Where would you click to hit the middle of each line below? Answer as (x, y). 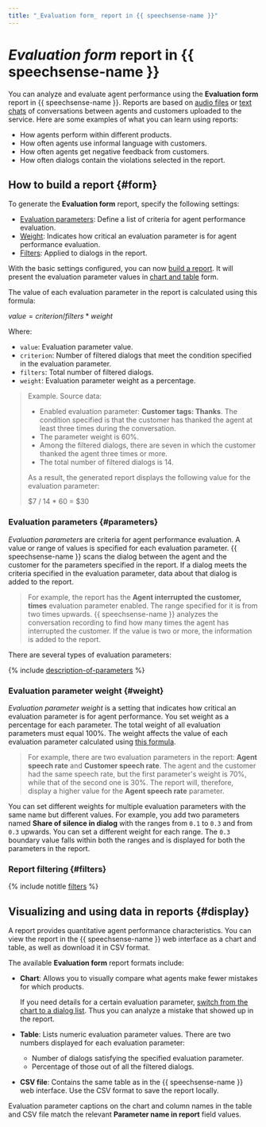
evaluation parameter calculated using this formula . (92, 742)
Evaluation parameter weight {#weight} (86, 691)
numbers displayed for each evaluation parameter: (102, 1043)
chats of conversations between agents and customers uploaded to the (125, 110)
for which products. (52, 987)
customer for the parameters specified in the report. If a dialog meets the (128, 564)
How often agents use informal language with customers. (114, 143)
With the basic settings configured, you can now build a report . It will (121, 269)
